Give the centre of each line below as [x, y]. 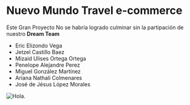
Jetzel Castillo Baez [40, 52]
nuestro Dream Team [33, 33]
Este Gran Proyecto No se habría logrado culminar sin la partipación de [95, 27]
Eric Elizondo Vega [39, 46]
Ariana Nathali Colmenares [49, 78]
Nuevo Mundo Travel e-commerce [94, 11]
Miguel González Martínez [48, 71]
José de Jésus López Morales [53, 84]
